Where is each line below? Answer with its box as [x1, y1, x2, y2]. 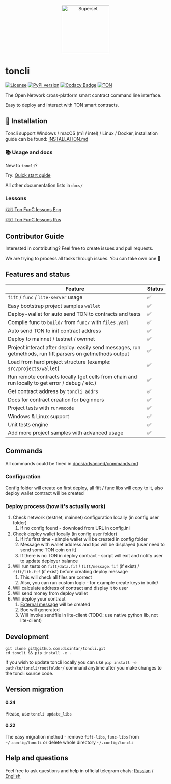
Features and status [5, 270, 70, 279]
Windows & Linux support [8, 412, 70, 420]
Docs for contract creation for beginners [8, 396, 104, 403]
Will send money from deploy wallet [12, 590, 88, 596]
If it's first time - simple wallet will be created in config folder [20, 536, 148, 542]
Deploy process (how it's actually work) [5, 503, 106, 510]
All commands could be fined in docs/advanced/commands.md [5, 460, 138, 466]
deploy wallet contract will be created [5, 490, 84, 496]
